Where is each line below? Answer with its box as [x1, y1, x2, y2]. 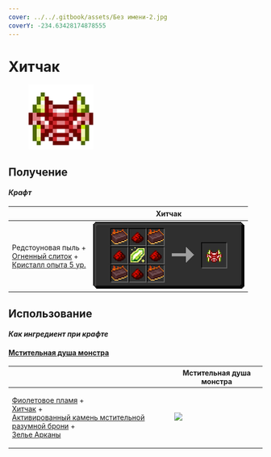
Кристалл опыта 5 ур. [11, 260, 86, 269]
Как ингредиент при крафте [8, 329, 109, 339]
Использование [8, 307, 93, 320]
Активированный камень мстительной [11, 413, 145, 422]
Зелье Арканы [11, 429, 61, 440]
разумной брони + [11, 421, 76, 431]
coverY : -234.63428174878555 [8, 21, 106, 30]
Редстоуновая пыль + [11, 243, 86, 252]
